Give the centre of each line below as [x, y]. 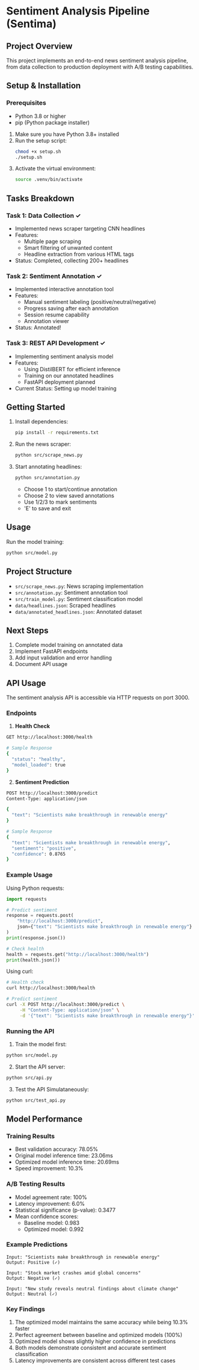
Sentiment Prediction [42, 782]
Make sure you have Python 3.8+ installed [67, 134]
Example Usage [29, 875]
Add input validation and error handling [63, 658]
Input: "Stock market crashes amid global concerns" [74, 1273]
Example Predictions [37, 1245]
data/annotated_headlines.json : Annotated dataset [78, 611]
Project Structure [39, 572]
